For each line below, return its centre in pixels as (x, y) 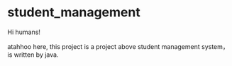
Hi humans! (24, 32)
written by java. (36, 55)
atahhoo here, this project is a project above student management (104, 46)
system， (215, 46)
